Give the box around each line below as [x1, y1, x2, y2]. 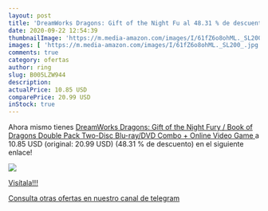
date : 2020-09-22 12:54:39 [8, 26, 98, 34]
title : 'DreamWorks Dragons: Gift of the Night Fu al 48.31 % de [8, 19, 230, 27]
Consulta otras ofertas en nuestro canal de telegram [8, 193, 180, 203]
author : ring [8, 64, 52, 72]
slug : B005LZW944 [8, 71, 66, 79]
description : [8, 78, 52, 86]
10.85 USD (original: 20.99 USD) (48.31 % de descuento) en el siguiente [8, 139, 244, 149]
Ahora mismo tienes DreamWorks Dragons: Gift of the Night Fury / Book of [8, 123, 253, 132]
